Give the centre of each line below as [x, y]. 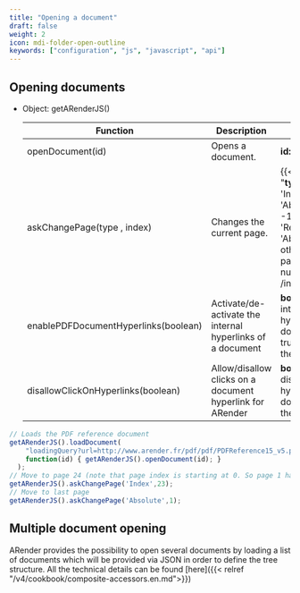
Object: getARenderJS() [66, 108]
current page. [239, 233]
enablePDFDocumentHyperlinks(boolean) [114, 326]
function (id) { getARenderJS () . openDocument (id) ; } [123, 459]
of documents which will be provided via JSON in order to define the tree [144, 559]
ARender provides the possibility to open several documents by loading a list [150, 550]
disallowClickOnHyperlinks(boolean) [104, 390]
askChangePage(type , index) [89, 227]
